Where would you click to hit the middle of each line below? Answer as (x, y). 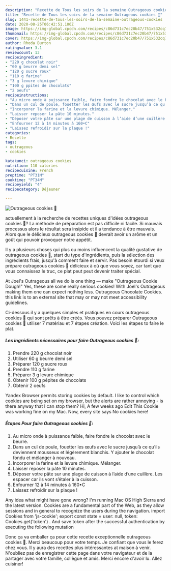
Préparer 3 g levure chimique (43, 375)
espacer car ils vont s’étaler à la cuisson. (55, 479)
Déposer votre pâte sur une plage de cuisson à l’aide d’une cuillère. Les (88, 474)
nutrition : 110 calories (32, 166)
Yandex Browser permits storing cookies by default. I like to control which (82, 395)
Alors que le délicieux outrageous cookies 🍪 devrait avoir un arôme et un (81, 234)
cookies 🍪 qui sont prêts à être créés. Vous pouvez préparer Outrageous (81, 318)
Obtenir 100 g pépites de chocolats (49, 380)
